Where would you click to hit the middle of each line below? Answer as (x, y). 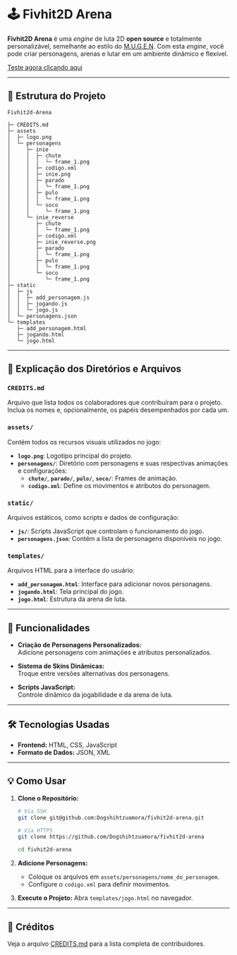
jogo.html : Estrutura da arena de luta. (72, 599)
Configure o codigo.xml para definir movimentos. (99, 884)
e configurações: (42, 470)
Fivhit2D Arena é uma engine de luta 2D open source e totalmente (105, 38)
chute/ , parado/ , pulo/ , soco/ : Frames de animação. (103, 478)
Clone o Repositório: (48, 798)
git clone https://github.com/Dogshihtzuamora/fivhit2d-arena (111, 837)
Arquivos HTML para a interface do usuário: (71, 571)
